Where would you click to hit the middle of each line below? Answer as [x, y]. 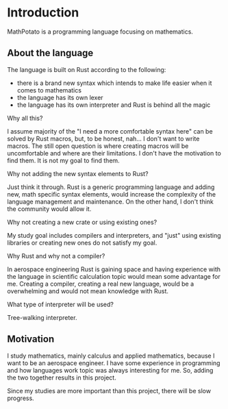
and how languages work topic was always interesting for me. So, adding [110, 370]
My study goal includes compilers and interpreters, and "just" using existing [114, 235]
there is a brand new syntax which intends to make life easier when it [114, 83]
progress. [21, 398]
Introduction [43, 13]
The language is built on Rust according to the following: [87, 69]
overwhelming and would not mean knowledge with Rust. [88, 291]
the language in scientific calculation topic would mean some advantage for [114, 276]
